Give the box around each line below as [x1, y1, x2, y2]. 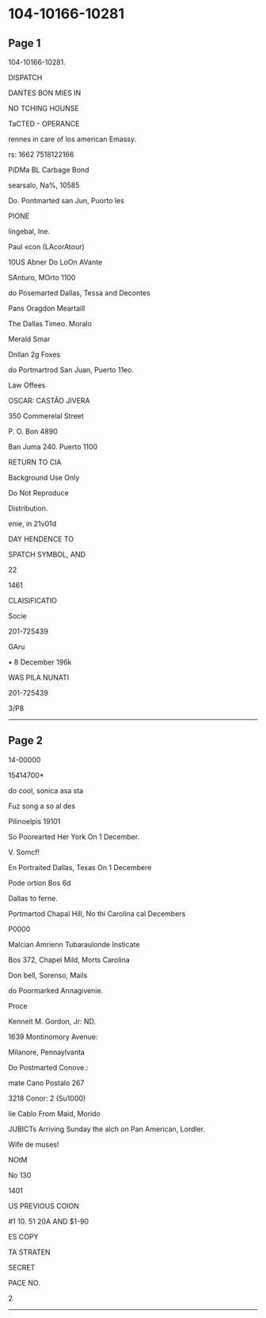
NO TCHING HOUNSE [8, 104, 79, 113]
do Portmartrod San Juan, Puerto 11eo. [8, 365, 135, 374]
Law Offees [8, 380, 46, 390]
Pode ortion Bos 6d [8, 878, 71, 888]
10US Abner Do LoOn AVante [8, 257, 103, 267]
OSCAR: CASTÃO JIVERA [8, 396, 90, 405]
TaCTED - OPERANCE [8, 119, 80, 128]
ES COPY [8, 1231, 39, 1241]
